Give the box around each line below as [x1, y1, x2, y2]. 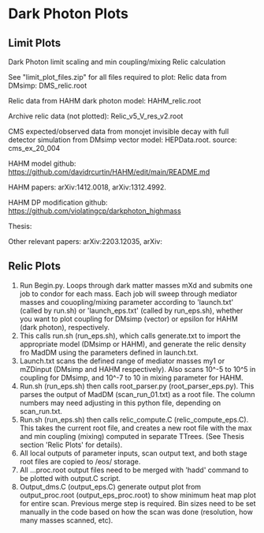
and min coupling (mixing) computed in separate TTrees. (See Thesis [19, 431, 244, 441]
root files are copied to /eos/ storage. [19, 456, 141, 466]
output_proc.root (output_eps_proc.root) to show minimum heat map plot [19, 490, 256, 500]
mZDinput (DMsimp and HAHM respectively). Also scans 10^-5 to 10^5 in [19, 364, 256, 373]
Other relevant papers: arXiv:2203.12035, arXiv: [8, 237, 163, 246]
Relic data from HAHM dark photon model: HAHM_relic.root [8, 96, 202, 105]
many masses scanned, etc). [19, 515, 113, 525]
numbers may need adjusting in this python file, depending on [19, 398, 221, 407]
